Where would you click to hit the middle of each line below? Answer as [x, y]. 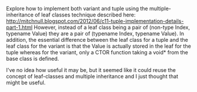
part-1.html [19, 27]
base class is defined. [33, 59]
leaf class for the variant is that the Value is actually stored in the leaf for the [99, 46]
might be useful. [26, 83]
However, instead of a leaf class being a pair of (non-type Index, [112, 27]
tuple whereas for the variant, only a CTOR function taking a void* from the [97, 52]
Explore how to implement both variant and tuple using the [77, 9]
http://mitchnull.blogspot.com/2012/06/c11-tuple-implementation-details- [95, 21]
